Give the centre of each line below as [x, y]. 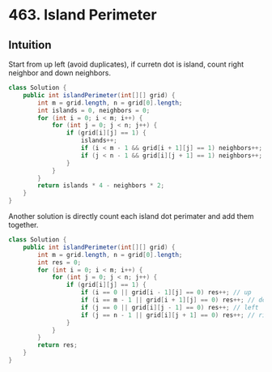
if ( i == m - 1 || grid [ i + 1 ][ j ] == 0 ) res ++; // [168, 300]
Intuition [30, 45]
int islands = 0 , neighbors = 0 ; [94, 110]
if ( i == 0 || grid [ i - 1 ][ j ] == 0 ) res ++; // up [166, 293]
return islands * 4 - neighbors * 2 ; [101, 186]
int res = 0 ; [59, 262]
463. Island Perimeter [83, 15]
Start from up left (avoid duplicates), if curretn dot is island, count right [126, 64]
